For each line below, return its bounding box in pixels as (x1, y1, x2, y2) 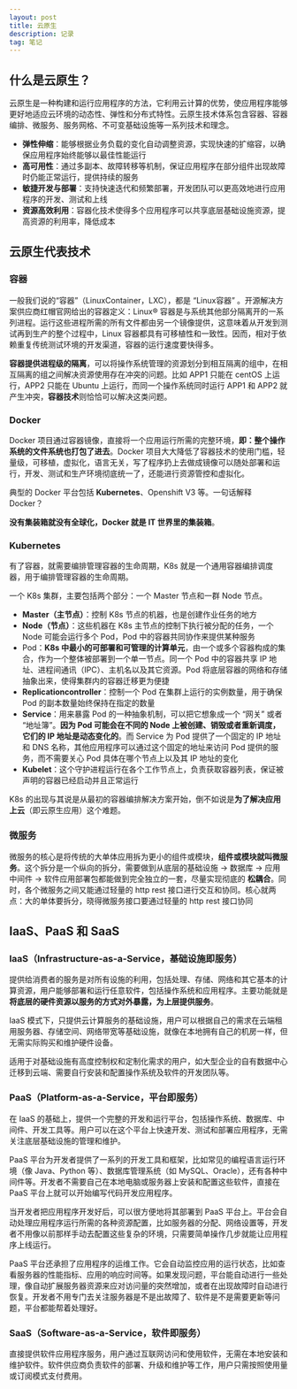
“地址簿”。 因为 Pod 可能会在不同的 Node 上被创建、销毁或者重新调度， (21, 720, 281, 731)
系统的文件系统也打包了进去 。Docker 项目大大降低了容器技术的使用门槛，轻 (9, 446, 286, 457)
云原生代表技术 (9, 244, 91, 259)
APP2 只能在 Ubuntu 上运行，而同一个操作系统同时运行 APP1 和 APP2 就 (24, 380, 288, 390)
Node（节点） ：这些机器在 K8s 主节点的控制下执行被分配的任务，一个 (21, 620, 274, 631)
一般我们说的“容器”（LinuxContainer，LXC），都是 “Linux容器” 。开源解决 (9, 295, 277, 305)
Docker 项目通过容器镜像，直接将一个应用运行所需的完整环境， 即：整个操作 (9, 435, 286, 446)
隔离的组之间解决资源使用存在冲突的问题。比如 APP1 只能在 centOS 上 (16, 369, 272, 380)
